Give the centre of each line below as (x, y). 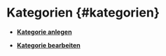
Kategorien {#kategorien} (83, 13)
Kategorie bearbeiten (49, 45)
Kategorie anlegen (44, 32)
